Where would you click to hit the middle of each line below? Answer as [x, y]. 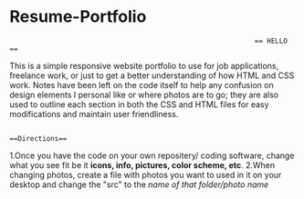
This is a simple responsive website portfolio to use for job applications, [144, 65]
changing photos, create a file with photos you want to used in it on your [146, 174]
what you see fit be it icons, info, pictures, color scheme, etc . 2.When [142, 164]
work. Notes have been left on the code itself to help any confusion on [142, 85]
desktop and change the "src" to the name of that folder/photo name [139, 184]
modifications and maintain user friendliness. [94, 114]
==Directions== [38, 138]
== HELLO [271, 41]
